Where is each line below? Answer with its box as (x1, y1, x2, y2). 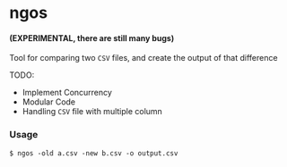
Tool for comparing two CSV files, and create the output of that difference (9, 53, 278, 63)
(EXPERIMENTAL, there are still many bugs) (9, 32, 175, 43)
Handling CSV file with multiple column (22, 106, 163, 117)
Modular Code (22, 96, 76, 107)
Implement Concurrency (22, 88, 112, 98)
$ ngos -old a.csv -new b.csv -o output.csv (9, 148, 178, 158)
